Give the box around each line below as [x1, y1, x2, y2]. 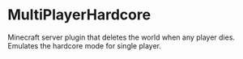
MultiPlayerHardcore [7, 6, 151, 24]
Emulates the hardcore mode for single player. [7, 40, 162, 50]
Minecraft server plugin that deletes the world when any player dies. [7, 32, 236, 42]
